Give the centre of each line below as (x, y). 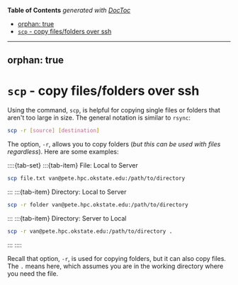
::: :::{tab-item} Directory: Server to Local (67, 218)
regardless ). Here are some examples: (63, 152)
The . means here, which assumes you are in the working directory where (115, 266)
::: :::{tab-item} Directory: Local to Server (67, 192)
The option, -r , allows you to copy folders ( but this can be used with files (114, 144)
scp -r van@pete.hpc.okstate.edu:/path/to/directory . (90, 231)
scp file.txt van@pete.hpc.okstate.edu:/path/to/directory (96, 179)
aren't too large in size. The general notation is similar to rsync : (99, 118)
